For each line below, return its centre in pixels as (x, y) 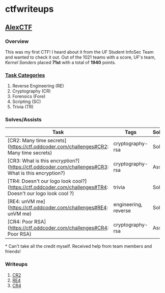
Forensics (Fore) (29, 97)
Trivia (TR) (23, 107)
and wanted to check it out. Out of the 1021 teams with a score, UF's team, (80, 57)
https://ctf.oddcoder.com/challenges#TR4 (58, 187)
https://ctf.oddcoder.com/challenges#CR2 (58, 147)
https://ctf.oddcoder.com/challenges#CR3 (58, 167)
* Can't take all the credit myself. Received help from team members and (79, 246)
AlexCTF (19, 27)
